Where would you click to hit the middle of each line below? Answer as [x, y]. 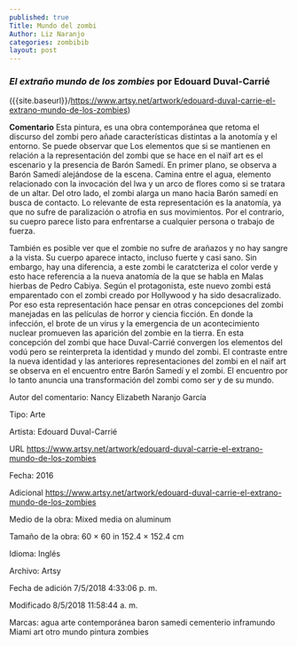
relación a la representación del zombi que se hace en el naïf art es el [136, 155]
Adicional [26, 492]
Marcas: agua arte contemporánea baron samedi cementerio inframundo [142, 623]
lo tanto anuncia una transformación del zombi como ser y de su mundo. [142, 380]
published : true [39, 17]
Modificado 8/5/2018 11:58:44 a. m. [74, 605]
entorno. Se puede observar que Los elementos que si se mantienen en [140, 146]
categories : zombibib [49, 42]
